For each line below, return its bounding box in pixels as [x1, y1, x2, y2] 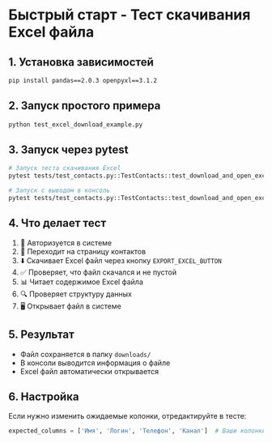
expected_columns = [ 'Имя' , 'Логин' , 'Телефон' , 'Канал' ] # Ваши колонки [8, 427, 266, 435]
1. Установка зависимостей [8, 55, 154, 69]
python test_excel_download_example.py [8, 120, 143, 129]
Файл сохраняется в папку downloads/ [19, 349, 151, 359]
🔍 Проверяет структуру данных [19, 289, 132, 299]
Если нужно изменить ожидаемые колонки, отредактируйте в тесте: [8, 411, 247, 421]
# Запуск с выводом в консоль [8, 186, 111, 195]
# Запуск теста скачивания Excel [8, 164, 121, 173]
